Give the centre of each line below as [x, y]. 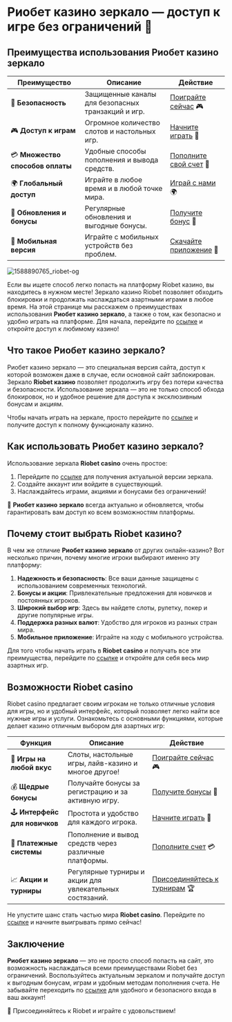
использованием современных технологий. [82, 586]
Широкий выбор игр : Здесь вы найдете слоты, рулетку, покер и [112, 608]
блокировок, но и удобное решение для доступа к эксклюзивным [105, 396]
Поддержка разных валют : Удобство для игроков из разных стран [117, 623]
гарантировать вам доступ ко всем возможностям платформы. [101, 512]
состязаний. [88, 898]
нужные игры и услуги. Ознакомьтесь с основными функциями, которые [115, 719]
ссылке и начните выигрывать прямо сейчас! [75, 922]
